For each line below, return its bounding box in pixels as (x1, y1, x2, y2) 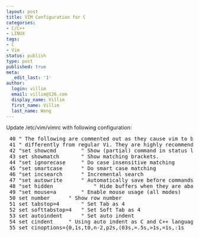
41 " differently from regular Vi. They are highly (9, 142, 163, 148)
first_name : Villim (11, 102, 60, 108)
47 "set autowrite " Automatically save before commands (9, 177, 194, 184)
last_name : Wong (11, 108, 52, 114)
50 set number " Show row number (9, 195, 122, 201)
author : (6, 81, 25, 87)
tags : (6, 36, 20, 42)
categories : (6, 20, 36, 25)
